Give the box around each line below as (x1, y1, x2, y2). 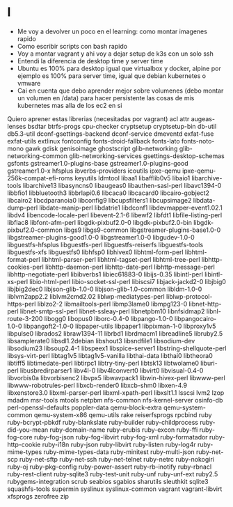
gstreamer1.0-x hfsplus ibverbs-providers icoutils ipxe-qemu (7, 166, 181, 175)
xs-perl (7, 277, 29, 286)
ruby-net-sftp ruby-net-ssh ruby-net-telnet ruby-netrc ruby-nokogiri (19, 455, 214, 463)
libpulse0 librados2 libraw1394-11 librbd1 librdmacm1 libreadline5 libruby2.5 (7, 329, 223, 338)
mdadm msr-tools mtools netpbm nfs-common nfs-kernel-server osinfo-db (7, 396, 223, 404)
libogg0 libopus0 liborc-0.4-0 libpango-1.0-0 (44, 314, 173, 322)
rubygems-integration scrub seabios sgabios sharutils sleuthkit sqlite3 (7, 477, 209, 485)
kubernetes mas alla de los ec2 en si (17, 101, 122, 109)
